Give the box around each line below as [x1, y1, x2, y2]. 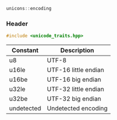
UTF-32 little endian [46, 85, 105, 93]
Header [6, 20, 29, 28]
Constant [11, 46, 39, 54]
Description [60, 46, 94, 54]
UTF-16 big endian [46, 76, 102, 84]
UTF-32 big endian [46, 95, 102, 103]
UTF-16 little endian [46, 66, 105, 74]
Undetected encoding [46, 104, 108, 112]
